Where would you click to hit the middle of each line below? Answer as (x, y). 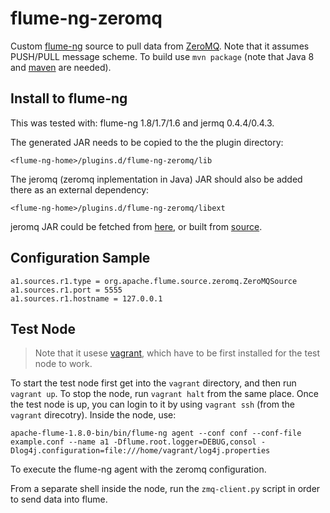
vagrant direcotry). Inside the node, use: (93, 415)
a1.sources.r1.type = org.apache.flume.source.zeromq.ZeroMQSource (154, 281)
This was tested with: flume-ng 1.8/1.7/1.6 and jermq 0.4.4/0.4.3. (142, 123)
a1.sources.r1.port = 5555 (66, 290)
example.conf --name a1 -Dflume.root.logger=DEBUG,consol (133, 442)
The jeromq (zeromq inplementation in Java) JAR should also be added (156, 179)
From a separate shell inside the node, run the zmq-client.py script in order (165, 489)
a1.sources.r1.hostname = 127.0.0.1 (86, 298)
